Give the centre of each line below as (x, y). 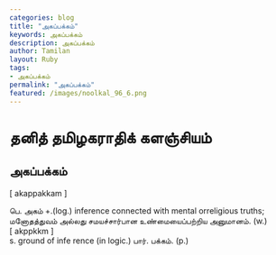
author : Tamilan (40, 51)
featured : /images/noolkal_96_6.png (78, 93)
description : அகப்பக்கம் (52, 43)
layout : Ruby (34, 59)
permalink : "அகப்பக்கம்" (52, 85)
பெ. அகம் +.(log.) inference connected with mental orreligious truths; (137, 210)
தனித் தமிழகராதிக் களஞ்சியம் (110, 137)
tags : (19, 68)
